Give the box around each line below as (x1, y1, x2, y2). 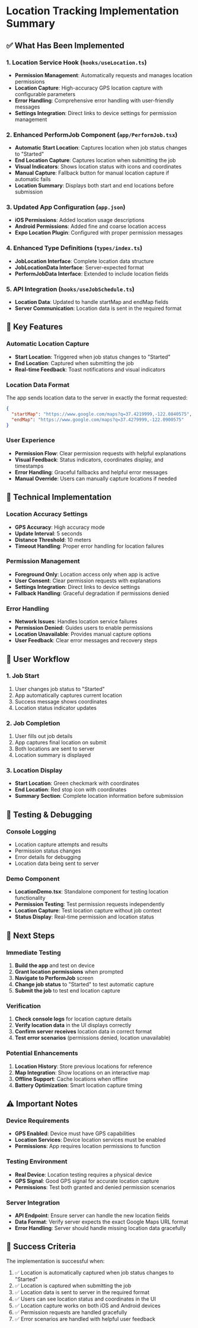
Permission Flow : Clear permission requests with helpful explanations (14, 449, 187, 457)
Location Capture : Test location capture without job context (14, 907, 162, 914)
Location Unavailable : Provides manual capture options (14, 630, 152, 638)
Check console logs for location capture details (14, 1015, 132, 1022)
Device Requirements (6, 1116, 69, 1124)
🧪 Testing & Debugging (6, 809, 92, 820)
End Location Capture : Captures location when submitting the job (14, 157, 176, 164)
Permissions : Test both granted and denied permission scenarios (14, 1183, 175, 1191)
